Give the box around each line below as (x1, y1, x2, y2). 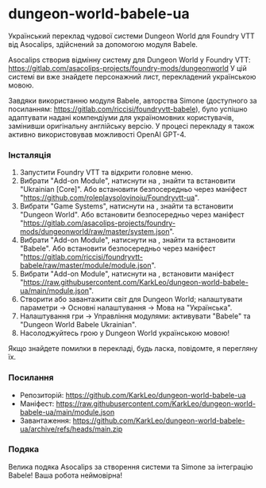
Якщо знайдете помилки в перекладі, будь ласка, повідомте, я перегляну (8, 344, 258, 353)
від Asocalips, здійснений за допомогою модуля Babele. (8, 39, 199, 49)
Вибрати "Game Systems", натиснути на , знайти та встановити (19, 201, 233, 211)
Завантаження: (19, 416, 71, 425)
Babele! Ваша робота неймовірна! (8, 470, 123, 480)
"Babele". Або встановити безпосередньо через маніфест (19, 244, 216, 253)
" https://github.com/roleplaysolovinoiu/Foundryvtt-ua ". (19, 193, 200, 203)
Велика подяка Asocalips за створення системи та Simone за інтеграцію (8, 462, 253, 471)
